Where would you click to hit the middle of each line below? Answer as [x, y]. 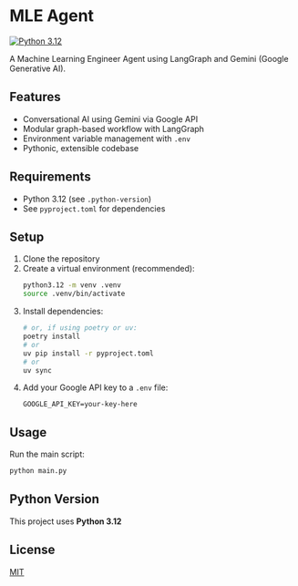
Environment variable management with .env [107, 139]
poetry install [51, 336]
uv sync [37, 370]
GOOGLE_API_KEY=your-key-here [80, 405]
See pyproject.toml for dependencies [94, 208]
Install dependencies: [63, 312]
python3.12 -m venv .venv [72, 285]
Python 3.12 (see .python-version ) [87, 199]
